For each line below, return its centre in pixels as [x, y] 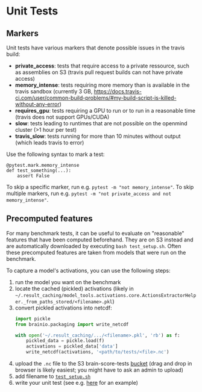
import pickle [33, 319]
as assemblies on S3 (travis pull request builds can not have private [99, 72]
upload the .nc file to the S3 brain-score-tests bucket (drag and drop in [103, 364]
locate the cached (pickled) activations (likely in [74, 288]
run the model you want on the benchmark [68, 282]
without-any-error [37, 104]
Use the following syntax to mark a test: [55, 154]
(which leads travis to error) [49, 142]
